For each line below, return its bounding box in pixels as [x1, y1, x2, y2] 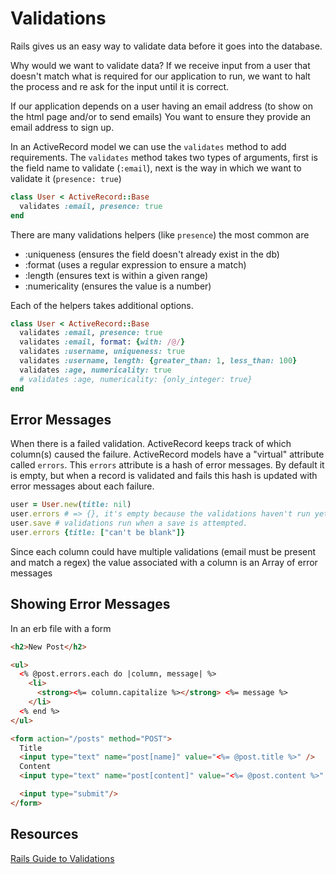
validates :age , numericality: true [19, 365, 172, 375]
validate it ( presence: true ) [10, 172, 122, 184]
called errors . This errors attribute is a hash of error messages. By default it [10, 459, 325, 471]
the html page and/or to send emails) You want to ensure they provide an [10, 110, 312, 122]
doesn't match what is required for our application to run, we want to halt [10, 70, 311, 82]
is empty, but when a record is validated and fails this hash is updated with [10, 470, 318, 482]
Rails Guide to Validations [10, 852, 115, 864]
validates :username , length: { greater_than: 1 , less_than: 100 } [19, 356, 298, 366]
